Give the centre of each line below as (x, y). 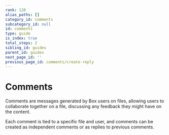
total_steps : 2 (21, 43)
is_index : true (21, 39)
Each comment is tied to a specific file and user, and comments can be (79, 122)
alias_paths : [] (22, 15)
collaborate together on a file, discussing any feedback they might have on (83, 107)
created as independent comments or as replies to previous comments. (80, 127)
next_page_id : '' (24, 57)
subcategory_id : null (28, 24)
